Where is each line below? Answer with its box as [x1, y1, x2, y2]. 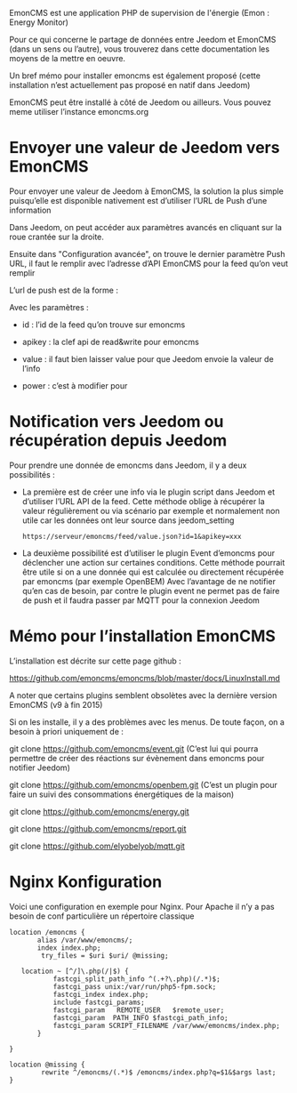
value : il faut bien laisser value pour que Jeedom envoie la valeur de [21, 353, 274, 364]
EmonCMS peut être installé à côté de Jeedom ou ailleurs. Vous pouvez [9, 97, 272, 108]
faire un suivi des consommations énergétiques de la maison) [9, 789, 235, 800]
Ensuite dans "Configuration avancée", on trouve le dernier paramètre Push [9, 248, 285, 259]
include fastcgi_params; [52, 998, 145, 1007]
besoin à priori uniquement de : [9, 726, 124, 736]
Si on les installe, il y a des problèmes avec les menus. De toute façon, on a [9, 716, 285, 727]
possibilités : [9, 469, 55, 479]
